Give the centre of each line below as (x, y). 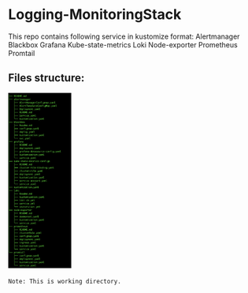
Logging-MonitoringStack (95, 15)
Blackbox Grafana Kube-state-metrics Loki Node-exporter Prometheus (123, 44)
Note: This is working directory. (65, 281)
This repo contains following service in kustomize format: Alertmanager (124, 36)
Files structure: (46, 78)
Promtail (22, 53)
